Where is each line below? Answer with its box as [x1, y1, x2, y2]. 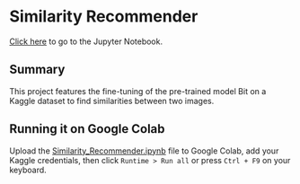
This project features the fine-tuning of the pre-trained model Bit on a [9, 85, 267, 96]
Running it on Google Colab [9, 121, 165, 136]
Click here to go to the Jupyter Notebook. [9, 36, 163, 47]
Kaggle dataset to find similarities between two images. [9, 95, 215, 106]
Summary [9, 62, 66, 77]
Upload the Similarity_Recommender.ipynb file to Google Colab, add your [9, 145, 279, 156]
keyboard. [9, 164, 47, 175]
